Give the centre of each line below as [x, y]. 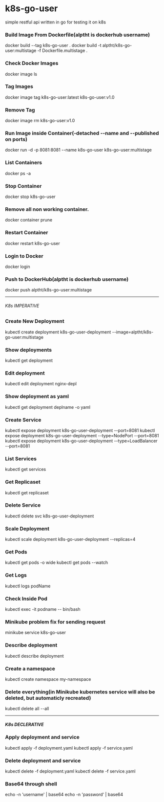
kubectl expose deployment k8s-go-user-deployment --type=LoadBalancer [81, 441]
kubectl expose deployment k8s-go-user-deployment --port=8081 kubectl [80, 430]
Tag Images [19, 87]
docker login [18, 267]
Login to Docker [24, 256]
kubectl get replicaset [27, 492]
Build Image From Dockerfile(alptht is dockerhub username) [78, 35]
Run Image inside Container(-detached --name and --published [82, 134]
